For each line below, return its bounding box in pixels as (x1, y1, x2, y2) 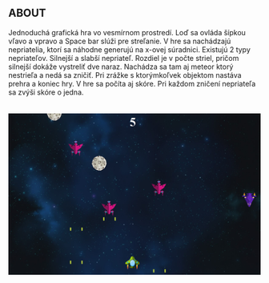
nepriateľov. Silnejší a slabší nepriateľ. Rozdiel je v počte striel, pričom (8, 53, 239, 63)
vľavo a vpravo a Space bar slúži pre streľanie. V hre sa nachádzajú (8, 36, 231, 46)
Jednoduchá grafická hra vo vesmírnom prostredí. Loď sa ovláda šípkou (8, 27, 247, 37)
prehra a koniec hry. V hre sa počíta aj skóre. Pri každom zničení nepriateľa (8, 79, 256, 88)
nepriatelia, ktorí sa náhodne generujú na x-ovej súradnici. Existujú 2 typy (8, 44, 251, 55)
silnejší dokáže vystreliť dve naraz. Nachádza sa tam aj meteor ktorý (8, 62, 234, 71)
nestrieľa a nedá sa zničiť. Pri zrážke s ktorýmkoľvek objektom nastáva (8, 70, 242, 79)
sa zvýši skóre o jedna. (8, 87, 84, 97)
